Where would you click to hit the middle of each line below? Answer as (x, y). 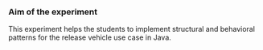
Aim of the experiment (53, 12)
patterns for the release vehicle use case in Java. (90, 37)
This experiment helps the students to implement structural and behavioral (132, 29)
